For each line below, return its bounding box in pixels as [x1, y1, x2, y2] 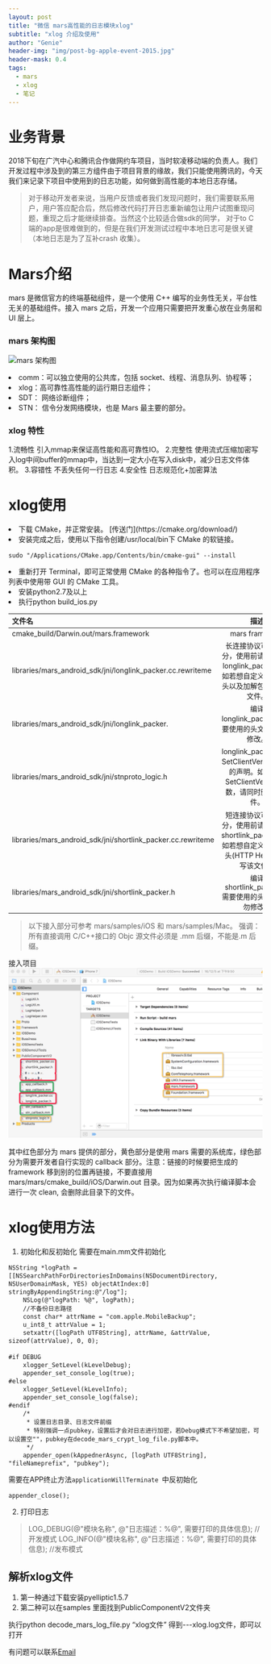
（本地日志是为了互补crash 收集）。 [27, 234, 145, 244]
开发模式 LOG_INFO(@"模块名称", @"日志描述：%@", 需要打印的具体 [27, 1533, 256, 1544]
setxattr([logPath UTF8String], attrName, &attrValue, [23, 1328, 211, 1337]
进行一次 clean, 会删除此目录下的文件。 [8, 1186, 139, 1197]
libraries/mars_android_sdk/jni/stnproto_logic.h [11, 771, 168, 782]
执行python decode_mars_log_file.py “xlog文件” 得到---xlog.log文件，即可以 [8, 1620, 262, 1629]
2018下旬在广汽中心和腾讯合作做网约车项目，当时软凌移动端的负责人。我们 [8, 156, 258, 165]
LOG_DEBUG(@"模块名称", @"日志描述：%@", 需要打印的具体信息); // [27, 1524, 261, 1533]
